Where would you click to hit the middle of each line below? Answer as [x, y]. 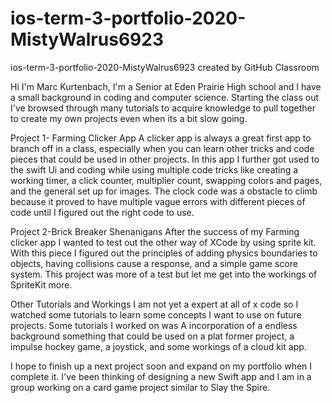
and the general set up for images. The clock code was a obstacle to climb [164, 191]
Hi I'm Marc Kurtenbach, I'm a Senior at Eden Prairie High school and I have [166, 86]
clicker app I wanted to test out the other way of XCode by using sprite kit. [163, 242]
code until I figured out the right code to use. [102, 212]
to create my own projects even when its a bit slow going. [129, 118]
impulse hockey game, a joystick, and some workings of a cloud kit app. [158, 346]
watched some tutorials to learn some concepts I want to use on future [156, 314]
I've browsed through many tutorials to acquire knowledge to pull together [163, 108]
